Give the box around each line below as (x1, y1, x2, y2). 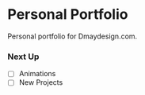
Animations (18, 69, 56, 79)
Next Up (7, 51, 40, 62)
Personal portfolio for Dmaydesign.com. (7, 31, 138, 41)
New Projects (18, 78, 63, 87)
